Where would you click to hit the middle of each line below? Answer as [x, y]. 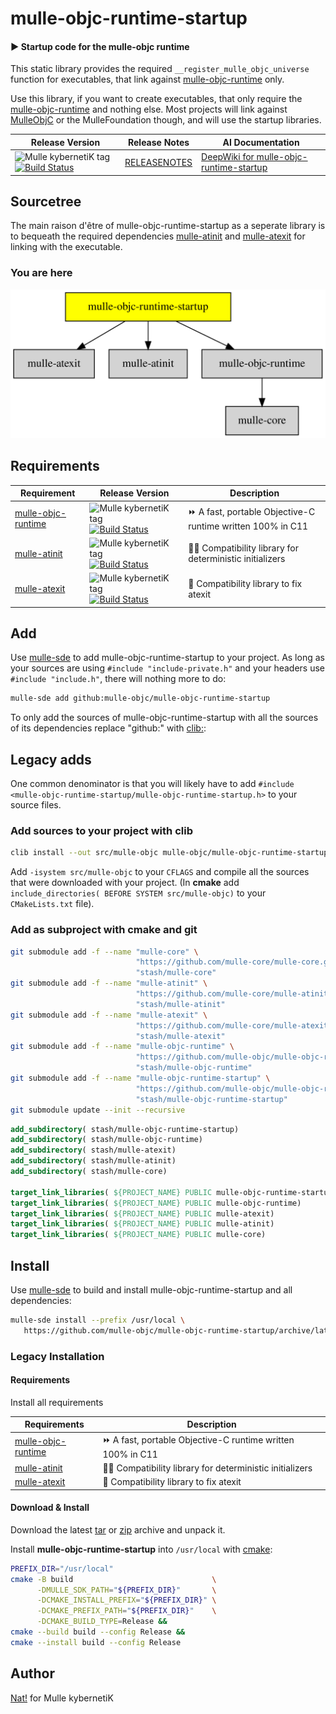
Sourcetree [46, 202]
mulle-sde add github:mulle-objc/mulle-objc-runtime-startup [140, 698]
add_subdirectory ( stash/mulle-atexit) [93, 1150]
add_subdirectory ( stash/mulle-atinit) [93, 1161]
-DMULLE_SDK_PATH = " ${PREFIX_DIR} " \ [126, 1590]
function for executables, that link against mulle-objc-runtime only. [147, 79]
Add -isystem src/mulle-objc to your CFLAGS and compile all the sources [160, 872]
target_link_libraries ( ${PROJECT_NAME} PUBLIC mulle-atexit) [142, 1213]
